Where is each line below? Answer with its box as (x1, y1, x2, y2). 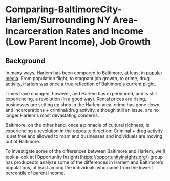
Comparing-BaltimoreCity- (5, 4, 122, 15)
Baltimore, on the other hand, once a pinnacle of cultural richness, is (5, 122, 150, 128)
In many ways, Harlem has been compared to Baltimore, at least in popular (5, 70, 163, 76)
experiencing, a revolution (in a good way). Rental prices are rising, (5, 96, 147, 102)
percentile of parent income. (5, 170, 66, 176)
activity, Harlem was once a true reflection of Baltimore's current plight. (5, 81, 156, 87)
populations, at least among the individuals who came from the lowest (5, 165, 153, 170)
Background (5, 56, 45, 65)
